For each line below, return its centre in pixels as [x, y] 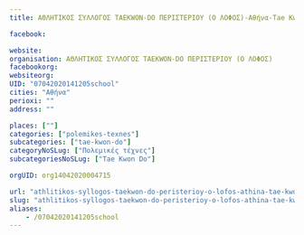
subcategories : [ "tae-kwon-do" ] [70, 142]
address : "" [32, 109]
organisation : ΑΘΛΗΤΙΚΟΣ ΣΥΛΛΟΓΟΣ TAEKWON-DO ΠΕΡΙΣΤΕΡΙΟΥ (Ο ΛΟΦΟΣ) [141, 59]
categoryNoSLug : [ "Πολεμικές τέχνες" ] [82, 151]
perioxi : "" [32, 100]
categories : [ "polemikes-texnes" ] [75, 134]
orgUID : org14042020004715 [60, 175]
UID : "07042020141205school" [64, 84]
